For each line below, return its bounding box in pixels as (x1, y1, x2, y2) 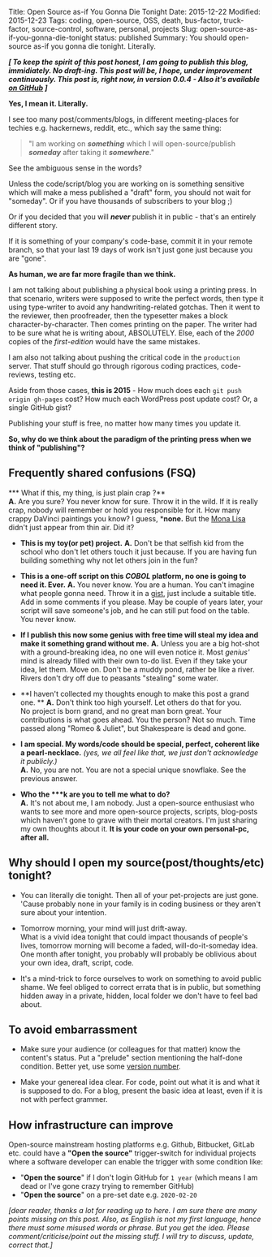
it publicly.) (19, 756, 58, 766)
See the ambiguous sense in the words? (8, 163, 142, 173)
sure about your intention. (19, 907, 107, 917)
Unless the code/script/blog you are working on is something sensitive (8, 179, 245, 188)
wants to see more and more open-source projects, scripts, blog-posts (19, 806, 258, 816)
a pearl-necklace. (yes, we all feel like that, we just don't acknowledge (19, 747, 259, 758)
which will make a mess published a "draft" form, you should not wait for (8, 188, 252, 197)
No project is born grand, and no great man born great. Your (19, 706, 222, 715)
